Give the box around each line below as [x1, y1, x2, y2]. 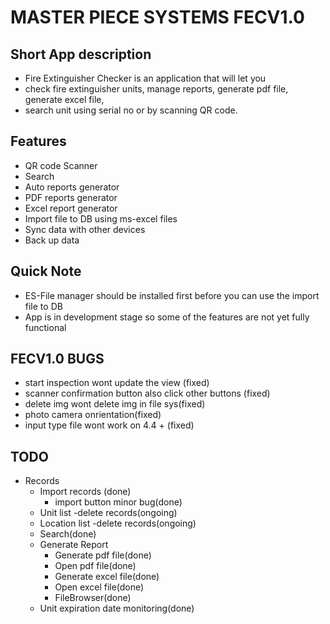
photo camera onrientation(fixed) [24, 409, 162, 421]
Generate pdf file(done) [54, 549, 152, 561]
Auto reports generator [24, 181, 120, 193]
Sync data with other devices [24, 223, 146, 235]
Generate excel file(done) [54, 571, 160, 583]
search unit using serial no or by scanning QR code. [24, 104, 238, 116]
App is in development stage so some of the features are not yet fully [24, 311, 310, 323]
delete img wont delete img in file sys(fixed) [24, 398, 206, 410]
